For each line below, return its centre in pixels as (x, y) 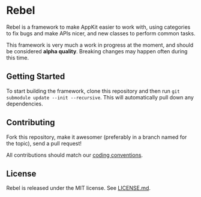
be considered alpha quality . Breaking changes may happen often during (97, 51)
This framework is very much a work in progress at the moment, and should (100, 45)
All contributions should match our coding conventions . (74, 155)
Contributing (31, 122)
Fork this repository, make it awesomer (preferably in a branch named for (97, 137)
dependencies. (25, 104)
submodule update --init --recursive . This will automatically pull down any (100, 97)
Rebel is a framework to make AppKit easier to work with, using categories (98, 27)
